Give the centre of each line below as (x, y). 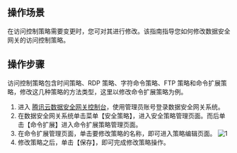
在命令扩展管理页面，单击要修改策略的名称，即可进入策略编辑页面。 (117, 133)
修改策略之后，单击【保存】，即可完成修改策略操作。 (93, 142)
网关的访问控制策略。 (38, 40)
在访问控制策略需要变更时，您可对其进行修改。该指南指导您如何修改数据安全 (119, 31)
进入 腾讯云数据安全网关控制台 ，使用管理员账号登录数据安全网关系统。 (121, 107)
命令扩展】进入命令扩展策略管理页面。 (86, 124)
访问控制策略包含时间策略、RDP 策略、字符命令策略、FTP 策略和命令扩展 (114, 83)
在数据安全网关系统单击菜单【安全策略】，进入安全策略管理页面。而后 (118, 115)
